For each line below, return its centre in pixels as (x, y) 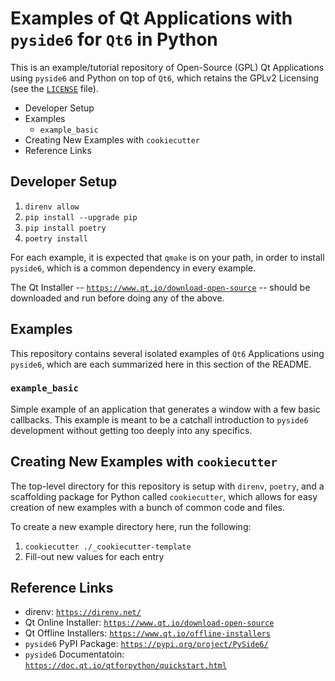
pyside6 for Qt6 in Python (114, 39)
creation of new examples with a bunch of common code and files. (147, 507)
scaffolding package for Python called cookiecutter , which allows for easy (164, 496)
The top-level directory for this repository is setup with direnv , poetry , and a (167, 486)
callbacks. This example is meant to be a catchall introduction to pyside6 (159, 419)
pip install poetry (65, 228)
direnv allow (52, 207)
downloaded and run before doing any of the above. (117, 298)
